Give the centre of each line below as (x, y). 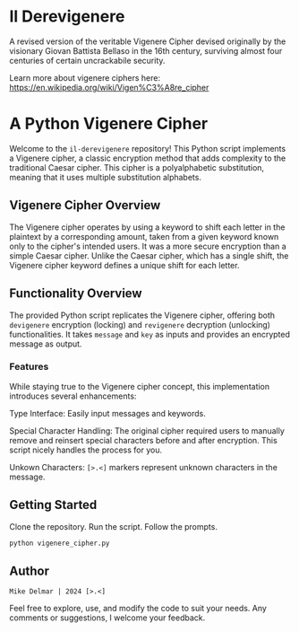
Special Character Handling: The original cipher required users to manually (147, 430)
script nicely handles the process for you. (86, 450)
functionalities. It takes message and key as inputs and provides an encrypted (150, 334)
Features (29, 367)
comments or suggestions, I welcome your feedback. (107, 618)
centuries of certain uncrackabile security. (87, 60)
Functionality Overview (76, 294)
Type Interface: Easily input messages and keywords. (107, 413)
